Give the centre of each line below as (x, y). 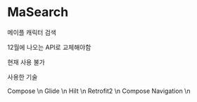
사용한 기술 (23, 77)
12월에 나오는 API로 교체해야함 (49, 47)
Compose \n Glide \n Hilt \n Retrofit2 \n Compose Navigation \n (99, 91)
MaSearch (38, 12)
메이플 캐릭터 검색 (32, 32)
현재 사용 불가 (26, 62)
